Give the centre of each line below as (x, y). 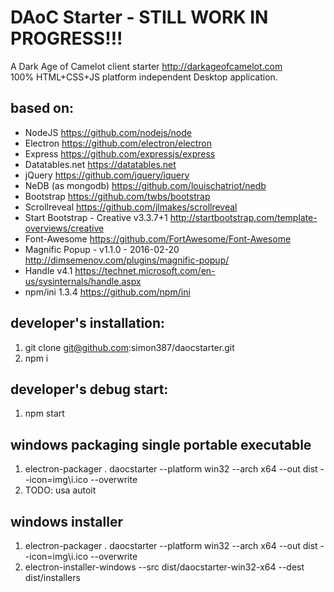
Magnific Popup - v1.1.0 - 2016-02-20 (102, 249)
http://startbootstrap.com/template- (243, 217)
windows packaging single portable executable (161, 444)
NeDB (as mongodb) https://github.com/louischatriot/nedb (145, 185)
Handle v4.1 (48, 270)
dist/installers (52, 577)
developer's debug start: (89, 389)
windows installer (66, 521)
